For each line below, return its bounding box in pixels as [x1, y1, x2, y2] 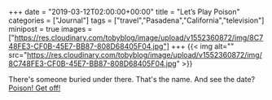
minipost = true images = [8, 24, 93, 33]
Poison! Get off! [8, 83, 61, 93]
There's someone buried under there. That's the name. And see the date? [8, 75, 255, 84]
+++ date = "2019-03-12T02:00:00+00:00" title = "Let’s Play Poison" [8, 7, 240, 16]
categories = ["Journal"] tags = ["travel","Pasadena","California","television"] [8, 15, 265, 25]
